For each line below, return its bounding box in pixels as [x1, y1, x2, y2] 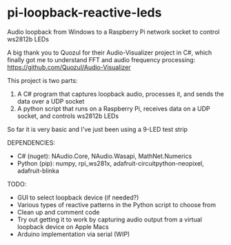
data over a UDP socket [17, 97, 85, 105]
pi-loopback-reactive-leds [7, 5, 162, 21]
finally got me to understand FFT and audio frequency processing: [7, 55, 196, 63]
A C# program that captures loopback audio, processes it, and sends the [17, 90, 224, 98]
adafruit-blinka [17, 166, 60, 175]
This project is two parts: [7, 76, 78, 84]
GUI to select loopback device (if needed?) [17, 193, 139, 202]
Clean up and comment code [17, 208, 100, 216]
